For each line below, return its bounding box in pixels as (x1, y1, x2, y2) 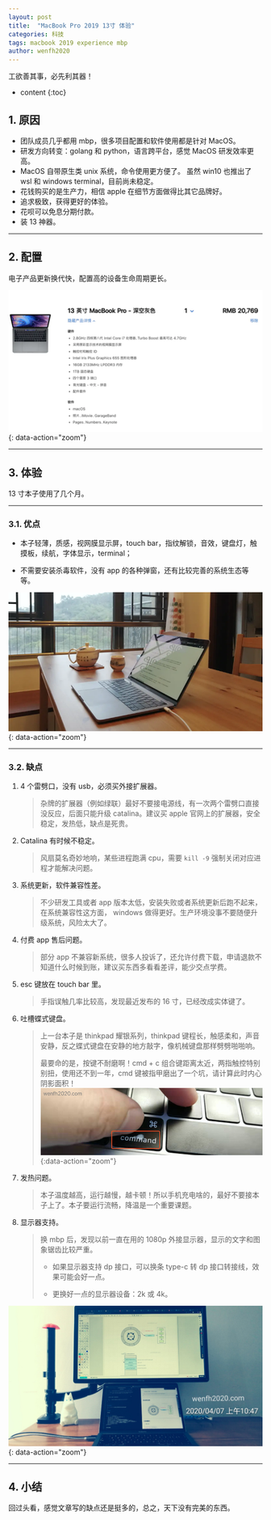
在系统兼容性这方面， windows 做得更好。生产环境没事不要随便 (40, 908, 252, 918)
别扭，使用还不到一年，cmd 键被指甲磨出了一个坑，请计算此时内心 (40, 1068, 262, 1079)
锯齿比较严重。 (47, 1245, 98, 1255)
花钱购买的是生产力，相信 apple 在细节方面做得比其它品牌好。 (19, 186, 227, 196)
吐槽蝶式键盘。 (19, 1014, 70, 1024)
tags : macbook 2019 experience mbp (8, 39, 128, 47)
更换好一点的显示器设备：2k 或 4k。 (52, 1290, 173, 1299)
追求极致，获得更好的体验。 (19, 196, 113, 206)
